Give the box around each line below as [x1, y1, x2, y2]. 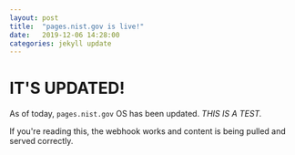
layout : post [9, 13, 59, 23]
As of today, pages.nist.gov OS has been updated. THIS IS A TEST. [9, 108, 262, 119]
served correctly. [9, 136, 74, 147]
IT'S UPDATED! [9, 78, 126, 98]
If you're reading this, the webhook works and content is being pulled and [9, 126, 287, 137]
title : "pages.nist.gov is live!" [9, 22, 145, 31]
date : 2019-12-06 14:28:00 [9, 30, 120, 39]
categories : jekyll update [9, 38, 112, 48]
